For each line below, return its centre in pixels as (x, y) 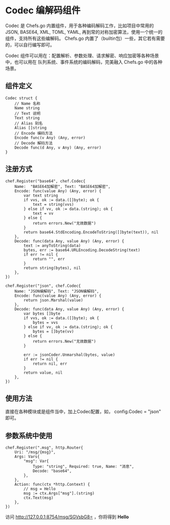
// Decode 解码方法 (33, 143)
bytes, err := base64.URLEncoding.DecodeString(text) (82, 250)
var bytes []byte (42, 314)
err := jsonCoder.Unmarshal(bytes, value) (69, 355)
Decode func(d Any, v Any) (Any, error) (58, 148)
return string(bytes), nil (52, 268)
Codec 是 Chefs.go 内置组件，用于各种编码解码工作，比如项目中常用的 (80, 26)
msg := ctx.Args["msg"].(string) (59, 493)
